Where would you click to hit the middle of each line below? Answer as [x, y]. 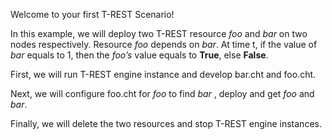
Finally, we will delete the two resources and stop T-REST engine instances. [166, 123]
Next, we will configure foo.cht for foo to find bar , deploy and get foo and [162, 93]
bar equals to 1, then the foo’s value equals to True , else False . [139, 55]
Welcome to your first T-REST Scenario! [92, 14]
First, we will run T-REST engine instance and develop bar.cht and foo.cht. [163, 74]
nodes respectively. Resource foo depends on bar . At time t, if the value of [164, 44]
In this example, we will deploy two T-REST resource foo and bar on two [159, 33]
